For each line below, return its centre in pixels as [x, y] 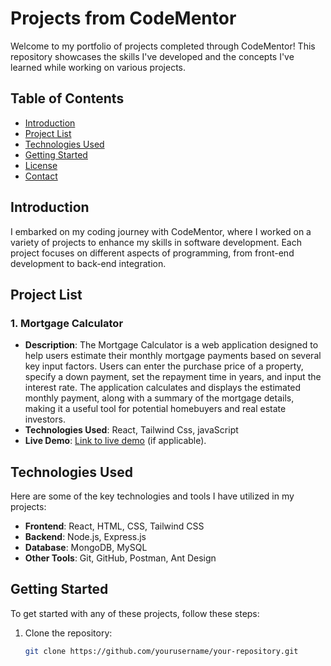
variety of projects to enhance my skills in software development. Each [156, 242]
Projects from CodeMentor [123, 18]
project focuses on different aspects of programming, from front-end [152, 253]
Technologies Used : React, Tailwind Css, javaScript [131, 430]
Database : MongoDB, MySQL [86, 548]
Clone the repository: [68, 633]
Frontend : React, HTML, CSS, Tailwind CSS [114, 526]
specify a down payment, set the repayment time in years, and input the [173, 377]
